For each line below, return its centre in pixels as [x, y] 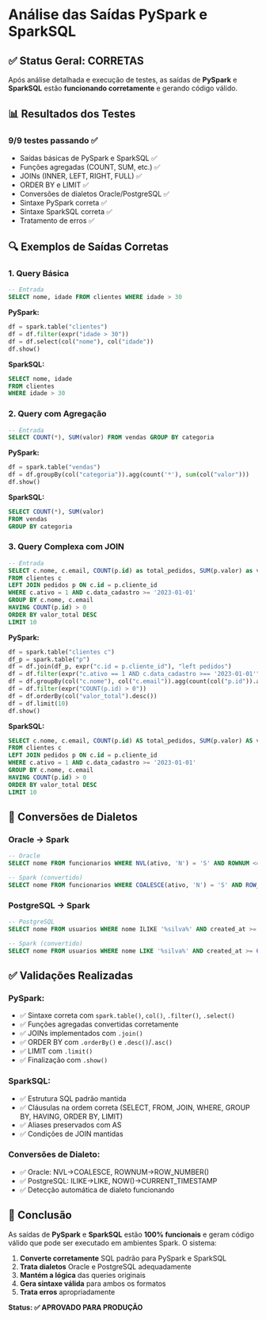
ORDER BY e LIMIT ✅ [54, 185]
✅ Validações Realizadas [70, 975]
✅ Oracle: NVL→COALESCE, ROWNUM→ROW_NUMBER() [114, 1172]
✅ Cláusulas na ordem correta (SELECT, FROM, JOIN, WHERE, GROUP [135, 1107]
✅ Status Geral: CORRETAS [76, 61]
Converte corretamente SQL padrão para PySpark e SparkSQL [123, 1258]
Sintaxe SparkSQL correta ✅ [66, 211]
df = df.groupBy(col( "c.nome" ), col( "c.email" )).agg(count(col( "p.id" [127, 681]
